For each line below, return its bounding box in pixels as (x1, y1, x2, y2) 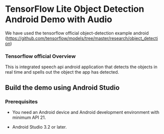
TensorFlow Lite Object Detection (5, 3, 144, 15)
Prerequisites (5, 98, 38, 105)
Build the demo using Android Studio (5, 83, 120, 92)
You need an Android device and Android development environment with (12, 109, 160, 115)
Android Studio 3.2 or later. (12, 124, 67, 130)
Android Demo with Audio (5, 14, 112, 25)
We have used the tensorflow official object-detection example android (5, 30, 149, 36)
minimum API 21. (12, 114, 46, 120)
